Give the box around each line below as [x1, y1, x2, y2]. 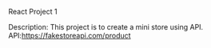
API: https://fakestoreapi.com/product [8, 31, 131, 40]
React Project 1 [8, 7, 58, 16]
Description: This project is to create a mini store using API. [8, 22, 204, 31]
